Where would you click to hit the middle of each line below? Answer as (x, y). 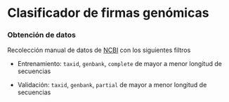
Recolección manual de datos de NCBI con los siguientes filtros (99, 50)
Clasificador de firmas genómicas (108, 13)
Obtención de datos (41, 35)
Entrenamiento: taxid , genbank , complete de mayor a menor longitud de (120, 64)
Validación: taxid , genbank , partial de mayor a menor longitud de (112, 85)
